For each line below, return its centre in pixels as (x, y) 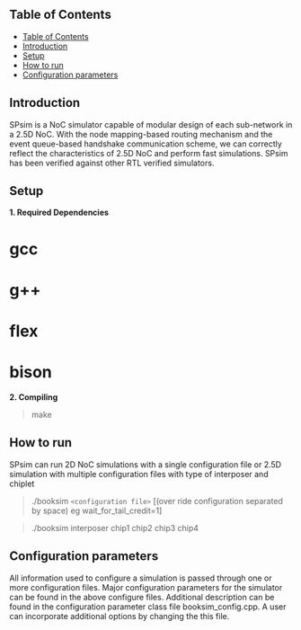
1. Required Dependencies (59, 213)
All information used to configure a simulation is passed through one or (141, 578)
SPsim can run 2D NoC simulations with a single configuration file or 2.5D (145, 464)
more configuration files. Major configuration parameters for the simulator (146, 587)
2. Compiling (34, 397)
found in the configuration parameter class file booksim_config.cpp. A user (148, 607)
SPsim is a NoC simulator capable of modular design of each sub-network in (151, 124)
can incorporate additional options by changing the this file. (120, 616)
